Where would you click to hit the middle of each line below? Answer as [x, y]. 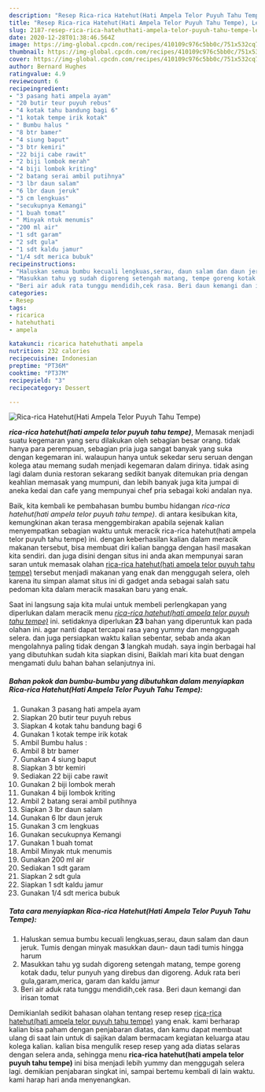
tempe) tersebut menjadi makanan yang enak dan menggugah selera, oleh [129, 573]
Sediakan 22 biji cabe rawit [64, 776]
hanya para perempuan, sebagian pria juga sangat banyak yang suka [121, 449]
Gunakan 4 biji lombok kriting [68, 793]
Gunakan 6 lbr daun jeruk [61, 818]
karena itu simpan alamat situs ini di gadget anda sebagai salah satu [119, 581]
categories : [28, 293]
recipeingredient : [39, 88]
